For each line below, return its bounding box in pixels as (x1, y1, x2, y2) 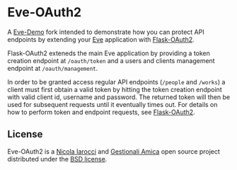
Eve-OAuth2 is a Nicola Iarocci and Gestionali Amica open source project (7, 147, 221, 156)
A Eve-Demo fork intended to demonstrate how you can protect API (7, 28, 204, 36)
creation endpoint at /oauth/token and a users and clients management (7, 56, 215, 64)
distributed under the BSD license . (7, 154, 108, 163)
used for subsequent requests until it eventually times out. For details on (7, 100, 218, 108)
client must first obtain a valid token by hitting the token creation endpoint (7, 85, 222, 93)
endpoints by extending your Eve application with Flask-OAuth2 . (7, 35, 195, 43)
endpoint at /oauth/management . (7, 64, 98, 72)
